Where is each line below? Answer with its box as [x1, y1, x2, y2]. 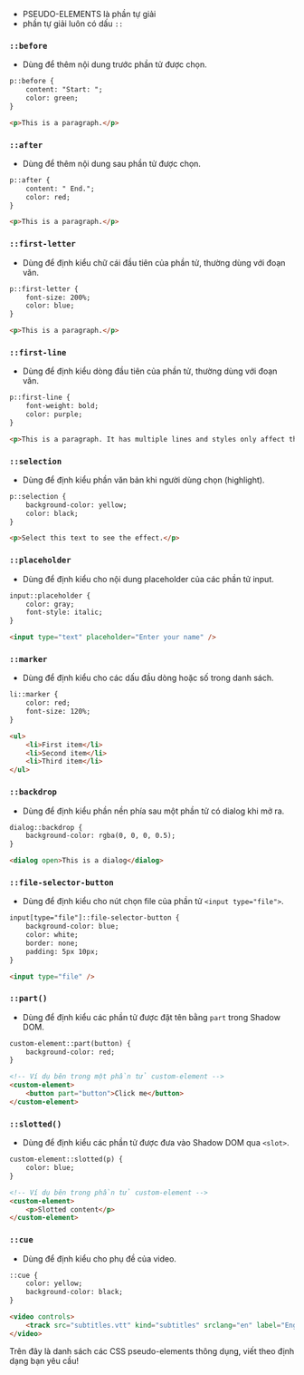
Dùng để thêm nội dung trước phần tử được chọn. [22, 59, 207, 70]
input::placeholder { [9, 590, 91, 600]
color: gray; [25, 600, 75, 609]
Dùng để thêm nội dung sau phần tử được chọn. [22, 158, 202, 169]
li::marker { [9, 690, 59, 699]
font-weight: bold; [25, 402, 100, 411]
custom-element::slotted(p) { [9, 1155, 124, 1165]
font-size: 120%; [25, 707, 91, 717]
